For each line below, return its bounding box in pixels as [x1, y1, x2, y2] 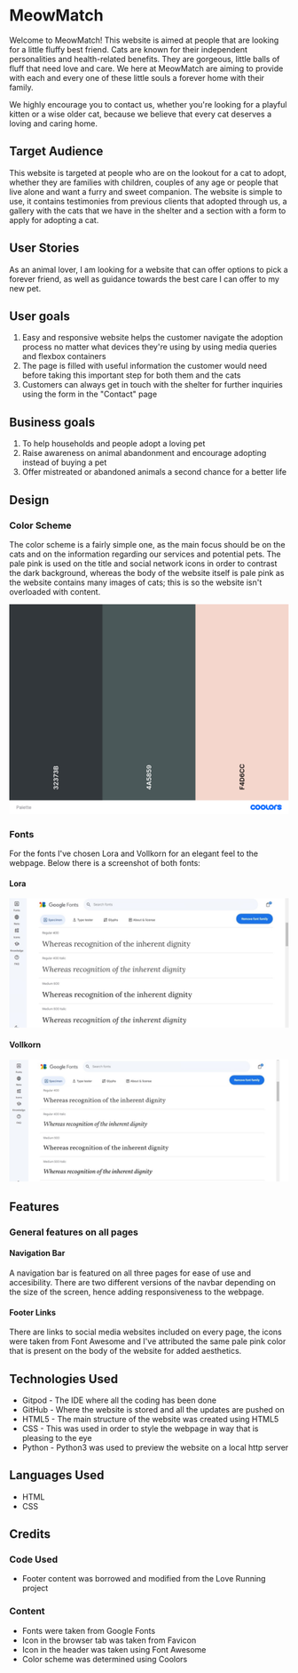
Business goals [9, 414, 96, 429]
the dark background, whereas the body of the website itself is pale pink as [9, 567, 285, 578]
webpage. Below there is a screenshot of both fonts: [9, 858, 201, 869]
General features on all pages [9, 1226, 139, 1238]
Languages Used [9, 1468, 105, 1483]
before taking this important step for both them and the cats [21, 370, 241, 380]
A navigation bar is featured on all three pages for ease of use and [9, 1268, 251, 1278]
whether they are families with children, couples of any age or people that [9, 177, 279, 188]
